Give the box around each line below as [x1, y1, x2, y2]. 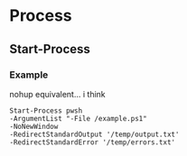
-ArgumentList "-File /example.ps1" [9, 114, 147, 123]
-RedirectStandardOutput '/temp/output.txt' [9, 130, 180, 139]
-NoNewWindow [9, 122, 59, 131]
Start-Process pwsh [9, 106, 83, 115]
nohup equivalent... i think [9, 88, 106, 99]
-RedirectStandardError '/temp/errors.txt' [9, 137, 176, 147]
